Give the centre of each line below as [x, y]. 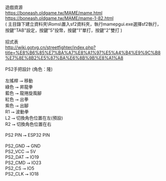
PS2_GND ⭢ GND [23, 146]
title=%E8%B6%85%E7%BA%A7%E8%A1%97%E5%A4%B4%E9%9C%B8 [83, 53]
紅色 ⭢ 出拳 [17, 99]
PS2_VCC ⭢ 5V [21, 151]
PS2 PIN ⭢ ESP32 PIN [28, 135]
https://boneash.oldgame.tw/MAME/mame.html [54, 13]
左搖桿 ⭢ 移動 [19, 81]
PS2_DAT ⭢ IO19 [22, 157]
